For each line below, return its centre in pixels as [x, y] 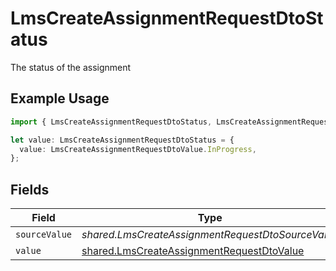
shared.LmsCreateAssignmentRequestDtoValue [193, 251]
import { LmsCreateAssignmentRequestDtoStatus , [111, 122]
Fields [30, 189]
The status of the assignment [71, 67]
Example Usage [60, 98]
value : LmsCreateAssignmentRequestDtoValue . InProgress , [138, 149]
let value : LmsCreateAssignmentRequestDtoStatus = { [122, 140]
